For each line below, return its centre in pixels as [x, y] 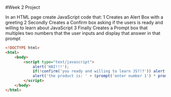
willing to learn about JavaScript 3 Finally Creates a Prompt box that [77, 28]
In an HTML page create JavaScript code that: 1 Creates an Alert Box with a [84, 17]
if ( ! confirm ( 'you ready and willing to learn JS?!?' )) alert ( [100, 71]
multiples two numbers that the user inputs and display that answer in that [83, 33]
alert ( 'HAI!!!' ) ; [51, 67]
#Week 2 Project [23, 7]
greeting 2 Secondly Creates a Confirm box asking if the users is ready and [84, 22]
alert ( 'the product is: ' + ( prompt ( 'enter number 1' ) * [94, 76]
